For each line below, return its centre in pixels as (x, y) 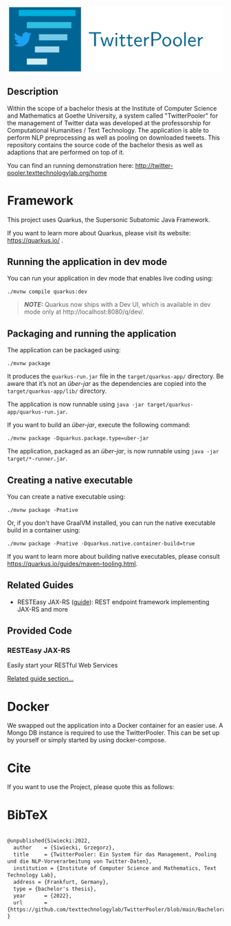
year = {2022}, (43, 896)
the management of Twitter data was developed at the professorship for (109, 122)
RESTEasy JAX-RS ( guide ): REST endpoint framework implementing (113, 602)
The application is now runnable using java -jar (76, 405)
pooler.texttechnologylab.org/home (57, 173)
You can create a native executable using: (66, 496)
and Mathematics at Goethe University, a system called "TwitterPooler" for (113, 116)
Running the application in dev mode (87, 262)
